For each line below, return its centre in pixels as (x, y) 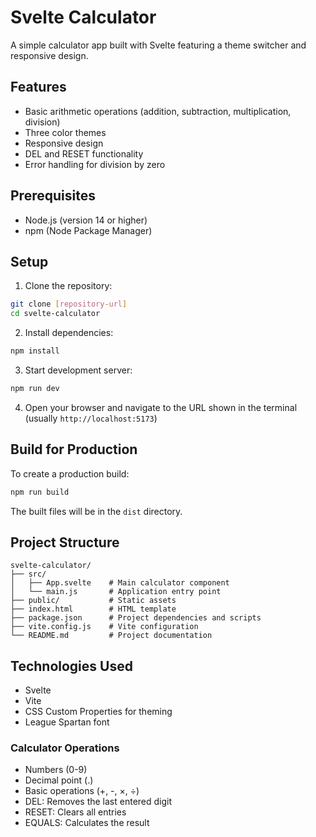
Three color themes (65, 132)
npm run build (40, 492)
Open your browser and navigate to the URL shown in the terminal (161, 407)
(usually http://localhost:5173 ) (91, 418)
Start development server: (78, 370)
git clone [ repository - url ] (69, 304)
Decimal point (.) (59, 780)
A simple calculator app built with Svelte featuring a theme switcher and (158, 45)
